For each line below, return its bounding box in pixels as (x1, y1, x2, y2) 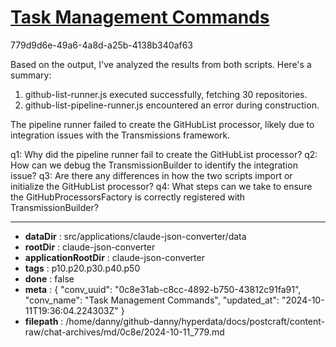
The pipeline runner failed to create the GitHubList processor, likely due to (10, 118, 315, 130)
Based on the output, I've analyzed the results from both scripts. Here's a (10, 58, 312, 70)
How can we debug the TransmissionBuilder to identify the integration (10, 159, 298, 171)
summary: (10, 69, 52, 81)
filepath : (24, 315, 64, 327)
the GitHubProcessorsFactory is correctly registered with (10, 191, 246, 203)
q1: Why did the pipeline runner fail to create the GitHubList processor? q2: (10, 148, 318, 160)
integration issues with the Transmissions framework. (10, 129, 231, 141)
